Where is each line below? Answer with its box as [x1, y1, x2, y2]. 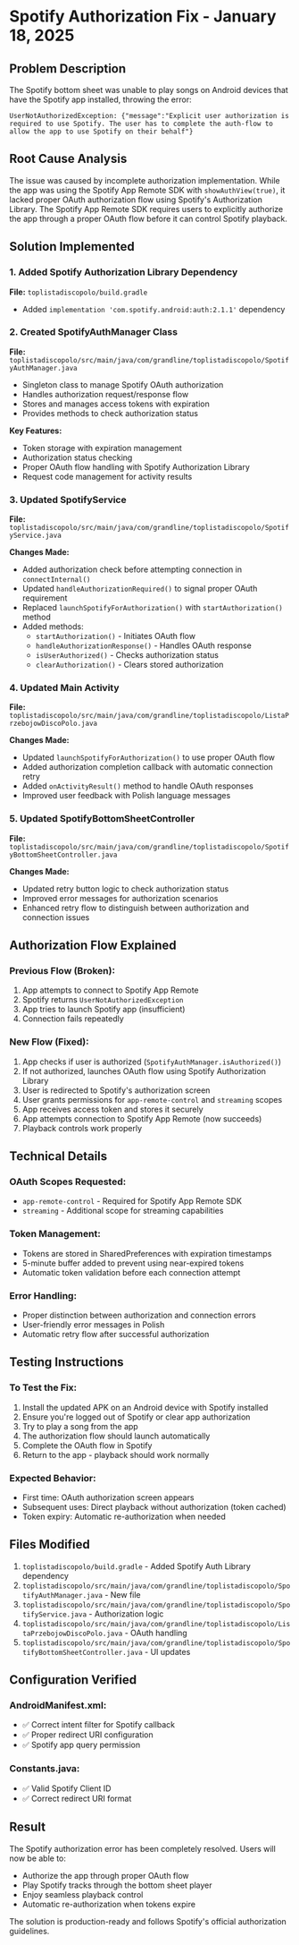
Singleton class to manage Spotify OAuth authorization [21, 379, 224, 390]
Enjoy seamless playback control [21, 1889, 144, 1899]
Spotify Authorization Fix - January [9, 6, 277, 27]
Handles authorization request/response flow [21, 388, 189, 399]
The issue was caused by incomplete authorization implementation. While [9, 175, 281, 185]
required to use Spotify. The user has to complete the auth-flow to [9, 119, 274, 128]
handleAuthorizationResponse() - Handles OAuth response [35, 640, 252, 651]
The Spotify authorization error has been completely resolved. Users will [9, 1843, 277, 1854]
